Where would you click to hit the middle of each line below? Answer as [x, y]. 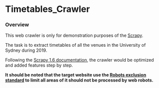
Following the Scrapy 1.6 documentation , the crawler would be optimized [79, 60]
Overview [17, 25]
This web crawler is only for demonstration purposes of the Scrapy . [74, 35]
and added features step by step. [39, 65]
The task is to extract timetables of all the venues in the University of [76, 45]
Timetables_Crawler [48, 9]
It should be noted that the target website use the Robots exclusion [76, 75]
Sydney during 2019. [26, 50]
